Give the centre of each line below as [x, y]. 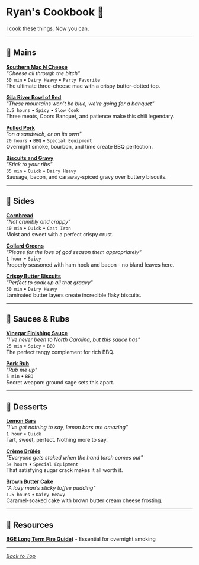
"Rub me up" [22, 370]
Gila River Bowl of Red [34, 97]
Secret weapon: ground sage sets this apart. [60, 383]
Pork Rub [18, 364]
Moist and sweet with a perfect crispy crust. [60, 234]
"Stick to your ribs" [29, 164]
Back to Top [21, 556]
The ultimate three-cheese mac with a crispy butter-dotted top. [83, 86]
